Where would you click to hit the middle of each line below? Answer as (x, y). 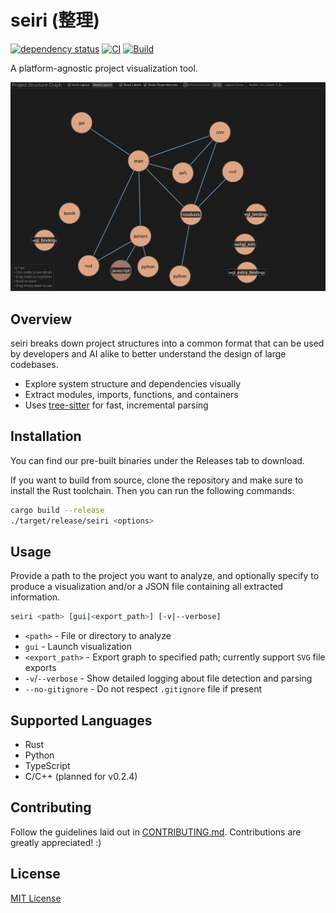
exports (40, 668)
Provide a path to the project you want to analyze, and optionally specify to (165, 576)
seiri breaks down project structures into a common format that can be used (167, 343)
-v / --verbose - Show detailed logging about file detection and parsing (168, 678)
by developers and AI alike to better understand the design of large (148, 353)
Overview (41, 319)
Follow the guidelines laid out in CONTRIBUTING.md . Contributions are (156, 832)
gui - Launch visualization (78, 647)
